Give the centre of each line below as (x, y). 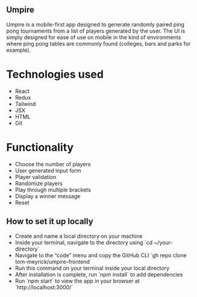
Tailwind (25, 104)
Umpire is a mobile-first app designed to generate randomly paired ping (95, 24)
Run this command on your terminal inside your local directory (92, 268)
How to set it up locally (50, 221)
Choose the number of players (53, 164)
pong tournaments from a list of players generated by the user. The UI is (96, 31)
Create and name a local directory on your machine (79, 236)
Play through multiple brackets (53, 190)
